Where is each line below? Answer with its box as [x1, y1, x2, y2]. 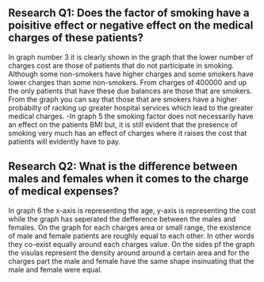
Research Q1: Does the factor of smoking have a [8, 6, 250, 20]
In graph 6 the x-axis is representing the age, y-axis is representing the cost [8, 206, 256, 215]
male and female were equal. [8, 265, 103, 274]
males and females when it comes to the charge [8, 172, 250, 186]
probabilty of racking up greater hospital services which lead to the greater [8, 102, 254, 112]
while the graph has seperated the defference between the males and [8, 214, 236, 223]
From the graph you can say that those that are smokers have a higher [8, 95, 238, 104]
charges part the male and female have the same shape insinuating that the [8, 256, 254, 265]
